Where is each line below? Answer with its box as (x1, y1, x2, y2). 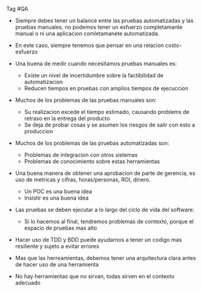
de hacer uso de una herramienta (15, 261, 99, 268)
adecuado (15, 279, 41, 286)
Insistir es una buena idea (24, 194, 89, 202)
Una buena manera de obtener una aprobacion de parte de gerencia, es (15, 170, 196, 177)
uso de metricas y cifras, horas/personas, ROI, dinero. (15, 176, 151, 183)
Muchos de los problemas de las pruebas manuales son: (15, 97, 157, 103)
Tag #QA (6, 5, 29, 12)
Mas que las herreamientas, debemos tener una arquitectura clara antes (15, 254, 197, 261)
